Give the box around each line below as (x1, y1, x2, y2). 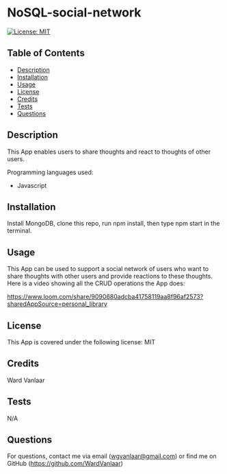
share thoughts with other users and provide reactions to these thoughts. (7, 272, 213, 281)
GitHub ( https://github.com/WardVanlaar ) (7, 460, 123, 468)
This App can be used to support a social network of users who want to (7, 265, 209, 273)
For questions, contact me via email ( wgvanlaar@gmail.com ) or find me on (7, 452, 217, 460)
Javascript (16, 181, 47, 189)
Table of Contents (7, 47, 85, 59)
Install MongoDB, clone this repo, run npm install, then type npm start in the (7, 220, 220, 228)
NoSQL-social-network (7, 5, 142, 21)
